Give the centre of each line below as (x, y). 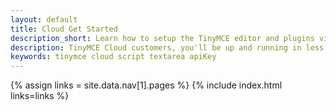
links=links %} (40, 96)
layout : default (44, 19)
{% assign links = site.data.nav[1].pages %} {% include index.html (146, 85)
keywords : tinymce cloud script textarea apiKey (113, 57)
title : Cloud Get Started (64, 29)
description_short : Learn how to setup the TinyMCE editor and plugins (162, 38)
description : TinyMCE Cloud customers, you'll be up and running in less (167, 47)
